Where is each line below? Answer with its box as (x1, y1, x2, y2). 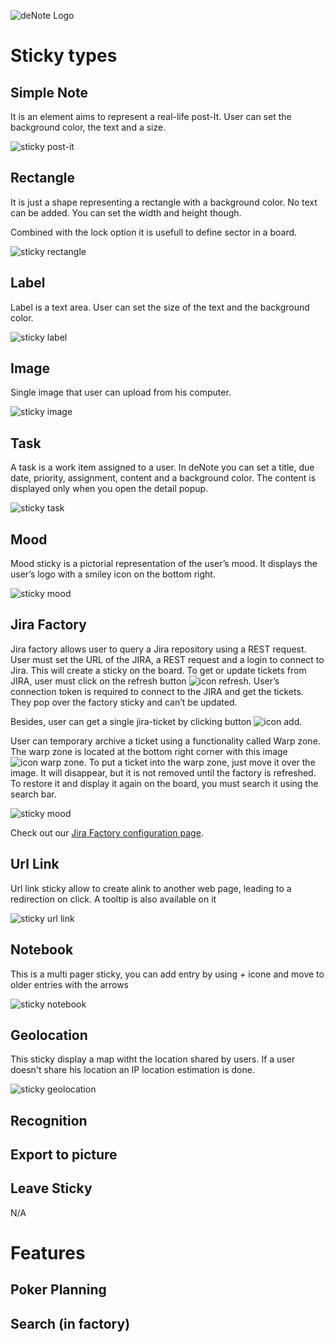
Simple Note (10, 84, 88, 101)
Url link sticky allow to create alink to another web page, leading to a (10, 882, 292, 894)
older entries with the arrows (10, 978, 130, 990)
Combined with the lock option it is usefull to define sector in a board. (10, 226, 298, 238)
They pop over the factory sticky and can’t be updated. (10, 696, 238, 708)
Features (10, 1242, 86, 1265)
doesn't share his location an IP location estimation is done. (10, 1064, 255, 1076)
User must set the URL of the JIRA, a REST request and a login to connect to (10, 653, 325, 665)
